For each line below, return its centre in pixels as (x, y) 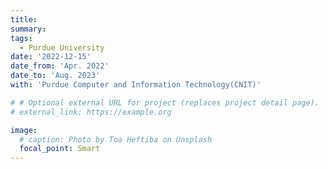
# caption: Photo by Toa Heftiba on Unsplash (116, 139)
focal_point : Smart (60, 149)
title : (24, 19)
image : (24, 130)
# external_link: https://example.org (91, 112)
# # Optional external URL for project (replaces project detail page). (165, 102)
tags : (21, 38)
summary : (28, 29)
